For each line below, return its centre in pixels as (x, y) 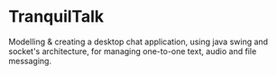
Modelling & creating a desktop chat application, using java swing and (138, 42)
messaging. (30, 61)
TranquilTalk (56, 17)
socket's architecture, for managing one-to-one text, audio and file (133, 51)
